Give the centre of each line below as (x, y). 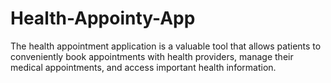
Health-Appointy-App (103, 18)
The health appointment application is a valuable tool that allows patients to (166, 46)
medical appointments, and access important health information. (143, 67)
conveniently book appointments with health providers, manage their (152, 56)
